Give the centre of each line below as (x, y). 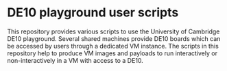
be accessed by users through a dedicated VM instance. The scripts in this (113, 46)
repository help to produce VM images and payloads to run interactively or (112, 53)
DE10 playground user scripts (93, 13)
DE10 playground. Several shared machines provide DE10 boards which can (114, 38)
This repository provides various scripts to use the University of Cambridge (113, 31)
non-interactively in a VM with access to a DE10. (75, 60)
